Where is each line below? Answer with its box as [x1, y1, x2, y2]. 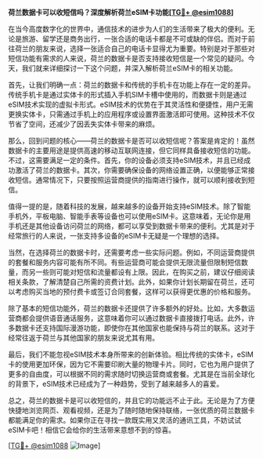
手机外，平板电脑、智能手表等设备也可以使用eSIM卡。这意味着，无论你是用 [8, 212, 251, 220]
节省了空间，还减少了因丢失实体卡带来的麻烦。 [8, 119, 159, 129]
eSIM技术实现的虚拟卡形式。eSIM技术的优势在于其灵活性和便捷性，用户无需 [8, 100, 254, 109]
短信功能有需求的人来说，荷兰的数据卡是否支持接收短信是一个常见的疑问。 [8, 54, 248, 63]
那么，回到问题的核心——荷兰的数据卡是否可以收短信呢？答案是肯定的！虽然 [8, 136, 255, 145]
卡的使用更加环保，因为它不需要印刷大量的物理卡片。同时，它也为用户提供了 [8, 360, 255, 369]
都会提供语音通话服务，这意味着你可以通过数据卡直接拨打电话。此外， [21, 314, 248, 322]
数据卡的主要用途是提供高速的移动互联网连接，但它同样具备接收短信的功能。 [8, 146, 255, 155]
